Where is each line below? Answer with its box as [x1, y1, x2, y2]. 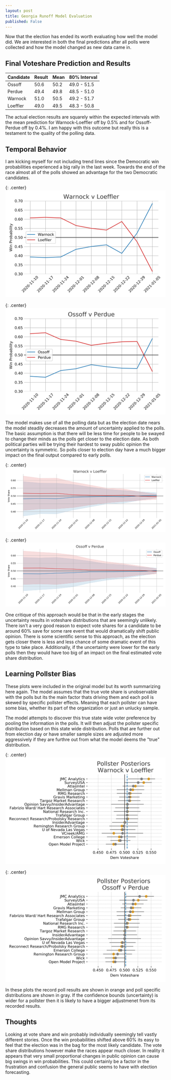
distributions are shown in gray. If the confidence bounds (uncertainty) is [5, 992, 158, 999]
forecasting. [5, 1069, 31, 1075]
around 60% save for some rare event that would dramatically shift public [5, 628, 159, 634]
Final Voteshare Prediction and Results [5, 59, 131, 68]
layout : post [5, 8, 33, 13]
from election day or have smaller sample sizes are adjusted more [5, 731, 144, 737]
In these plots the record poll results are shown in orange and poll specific [5, 987, 161, 993]
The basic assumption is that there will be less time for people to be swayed [5, 431, 164, 437]
